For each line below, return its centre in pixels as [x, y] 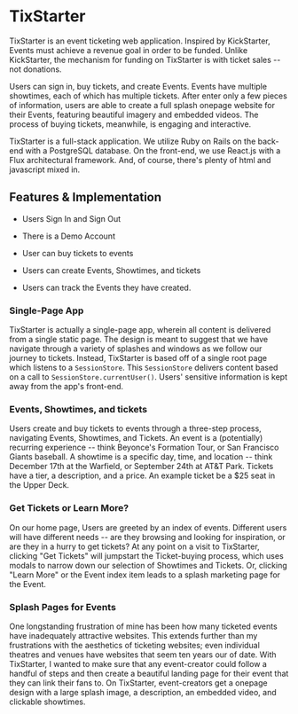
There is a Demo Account [68, 236]
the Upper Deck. [39, 485]
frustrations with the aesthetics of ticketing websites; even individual [134, 645]
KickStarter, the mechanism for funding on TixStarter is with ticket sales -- [145, 59]
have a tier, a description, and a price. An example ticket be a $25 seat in [142, 475]
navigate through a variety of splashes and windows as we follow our [136, 349]
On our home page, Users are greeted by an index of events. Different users [148, 527]
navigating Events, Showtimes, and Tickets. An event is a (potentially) [136, 438]
